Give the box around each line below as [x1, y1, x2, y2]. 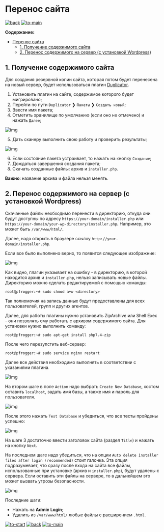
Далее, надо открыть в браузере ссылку [5, 235, 91, 241]
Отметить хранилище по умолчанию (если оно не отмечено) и [12, 112, 144, 118]
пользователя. [5, 394, 35, 400]
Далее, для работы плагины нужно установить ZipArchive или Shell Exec [5, 312, 158, 318]
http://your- [91, 236, 119, 241]
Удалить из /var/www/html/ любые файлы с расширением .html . [12, 512, 146, 518]
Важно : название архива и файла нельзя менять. [5, 175, 109, 181]
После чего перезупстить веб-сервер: [5, 341, 86, 347]
